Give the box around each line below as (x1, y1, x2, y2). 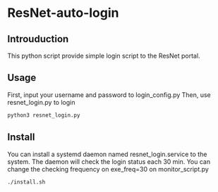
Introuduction (7, 33, 69, 45)
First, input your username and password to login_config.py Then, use (7, 90, 212, 99)
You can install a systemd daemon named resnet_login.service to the (7, 150, 207, 158)
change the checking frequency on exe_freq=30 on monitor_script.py (7, 165, 210, 173)
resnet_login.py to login (7, 98, 75, 106)
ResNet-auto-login (7, 5, 119, 21)
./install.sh (7, 178, 46, 186)
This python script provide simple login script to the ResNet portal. (7, 51, 200, 60)
